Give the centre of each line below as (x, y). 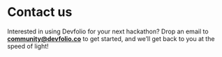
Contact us (40, 12)
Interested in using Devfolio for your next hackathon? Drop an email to (108, 31)
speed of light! (28, 46)
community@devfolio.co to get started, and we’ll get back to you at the (111, 38)
